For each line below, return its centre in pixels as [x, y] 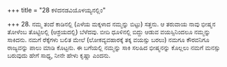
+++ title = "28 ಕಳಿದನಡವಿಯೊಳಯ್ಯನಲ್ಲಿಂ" [57, 10]
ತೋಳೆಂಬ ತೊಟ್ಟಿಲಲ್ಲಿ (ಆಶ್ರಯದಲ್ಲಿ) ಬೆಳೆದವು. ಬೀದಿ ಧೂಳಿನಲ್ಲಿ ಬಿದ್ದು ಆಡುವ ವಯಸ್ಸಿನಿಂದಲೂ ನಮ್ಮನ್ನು [109, 32]
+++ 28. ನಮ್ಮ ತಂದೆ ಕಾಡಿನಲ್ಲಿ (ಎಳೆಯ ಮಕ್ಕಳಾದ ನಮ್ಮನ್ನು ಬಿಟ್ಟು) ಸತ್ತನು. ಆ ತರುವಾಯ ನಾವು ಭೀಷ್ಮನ [111, 24]
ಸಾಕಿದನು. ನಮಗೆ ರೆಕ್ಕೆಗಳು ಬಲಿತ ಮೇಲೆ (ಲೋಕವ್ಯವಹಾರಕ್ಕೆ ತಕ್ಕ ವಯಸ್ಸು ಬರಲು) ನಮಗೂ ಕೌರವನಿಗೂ [108, 40]
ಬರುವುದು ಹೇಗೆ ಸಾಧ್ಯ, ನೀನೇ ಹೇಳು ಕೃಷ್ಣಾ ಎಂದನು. [59, 55]
